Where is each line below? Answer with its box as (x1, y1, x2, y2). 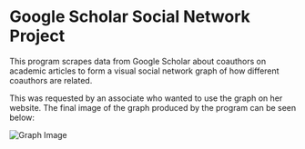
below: (9, 112, 35, 123)
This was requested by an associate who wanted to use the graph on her (9, 93, 283, 104)
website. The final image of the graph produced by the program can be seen (9, 102, 297, 113)
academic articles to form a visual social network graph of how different (9, 65, 280, 76)
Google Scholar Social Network (9, 6, 250, 27)
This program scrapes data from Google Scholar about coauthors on (9, 55, 267, 66)
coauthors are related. (9, 74, 93, 85)
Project (9, 25, 66, 46)
